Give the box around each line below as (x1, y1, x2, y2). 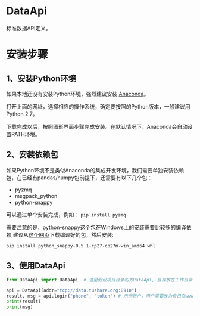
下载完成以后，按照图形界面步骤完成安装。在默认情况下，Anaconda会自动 (6, 123, 187, 130)
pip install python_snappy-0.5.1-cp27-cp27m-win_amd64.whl (6, 243, 156, 249)
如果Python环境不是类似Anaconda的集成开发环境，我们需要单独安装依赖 (6, 166, 185, 174)
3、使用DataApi (6, 261, 65, 271)
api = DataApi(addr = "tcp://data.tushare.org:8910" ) (6, 287, 137, 293)
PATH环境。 (11, 130, 40, 138)
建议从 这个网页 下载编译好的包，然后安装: (12, 231, 114, 238)
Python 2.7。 (6, 110, 38, 117)
